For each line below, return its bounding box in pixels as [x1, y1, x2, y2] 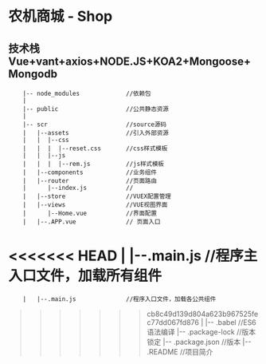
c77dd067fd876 [147, 317, 199, 327]
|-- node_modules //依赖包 [22, 89, 151, 97]
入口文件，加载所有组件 [8, 267, 162, 285]
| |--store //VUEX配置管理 [22, 192, 171, 200]
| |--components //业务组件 [22, 168, 158, 176]
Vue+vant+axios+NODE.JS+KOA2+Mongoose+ [8, 54, 251, 68]
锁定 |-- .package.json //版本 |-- [147, 337, 252, 346]
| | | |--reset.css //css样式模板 [22, 144, 168, 152]
